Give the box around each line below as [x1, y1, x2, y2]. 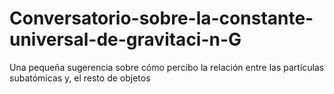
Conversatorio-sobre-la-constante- [9, 7, 314, 30]
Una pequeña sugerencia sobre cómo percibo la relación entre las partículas [9, 61, 325, 73]
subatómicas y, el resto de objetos [9, 72, 151, 84]
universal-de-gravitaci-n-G [9, 28, 242, 51]
